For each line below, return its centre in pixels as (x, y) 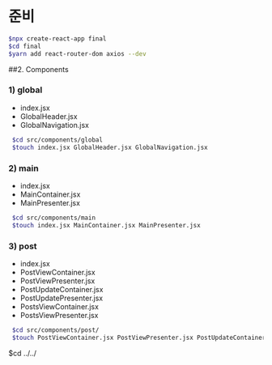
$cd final (25, 46)
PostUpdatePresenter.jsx (62, 298)
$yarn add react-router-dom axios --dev (78, 53)
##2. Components (38, 69)
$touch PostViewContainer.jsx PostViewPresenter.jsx (103, 337)
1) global (25, 90)
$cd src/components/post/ (55, 330)
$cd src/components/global (57, 140)
